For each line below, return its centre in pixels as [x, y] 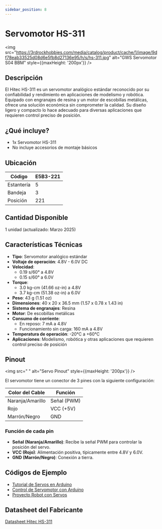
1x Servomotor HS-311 [34, 142]
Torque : [20, 282]
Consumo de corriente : [36, 318]
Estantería [19, 185]
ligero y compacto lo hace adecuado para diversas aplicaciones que [73, 110]
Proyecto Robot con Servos [39, 494]
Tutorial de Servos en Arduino [42, 484]
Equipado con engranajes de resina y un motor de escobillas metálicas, [77, 100]
